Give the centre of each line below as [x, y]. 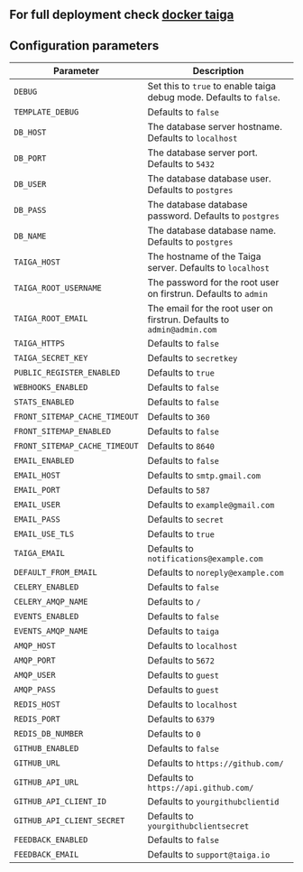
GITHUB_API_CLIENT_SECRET [69, 821]
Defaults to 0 [174, 734]
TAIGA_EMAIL [40, 553]
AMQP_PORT [35, 661]
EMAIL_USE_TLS [44, 534]
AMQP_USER [35, 675]
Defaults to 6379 [181, 719]
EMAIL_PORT [37, 490]
